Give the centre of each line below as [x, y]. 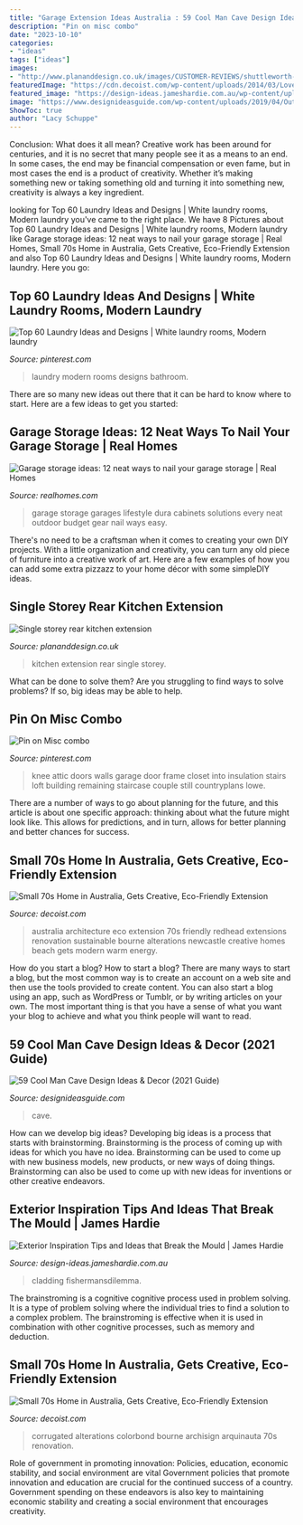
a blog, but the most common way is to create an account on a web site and [150, 978]
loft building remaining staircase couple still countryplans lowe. [148, 786]
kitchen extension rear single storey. [99, 663]
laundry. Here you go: [50, 268]
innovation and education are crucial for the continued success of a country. [151, 1482]
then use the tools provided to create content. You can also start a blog [141, 988]
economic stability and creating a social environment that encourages [139, 1501]
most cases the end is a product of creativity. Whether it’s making [131, 174]
